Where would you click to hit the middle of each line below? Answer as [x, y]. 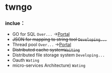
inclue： [15, 24]
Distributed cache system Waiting [46, 50]
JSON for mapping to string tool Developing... [59, 39]
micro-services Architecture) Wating [49, 66]
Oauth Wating [26, 60]
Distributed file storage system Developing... [58, 55]
